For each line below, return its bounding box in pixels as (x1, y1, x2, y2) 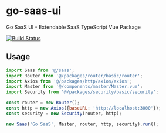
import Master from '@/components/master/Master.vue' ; (6, 84, 143, 90)
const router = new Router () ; (6, 100, 80, 106)
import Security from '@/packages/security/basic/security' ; (6, 89, 159, 95)
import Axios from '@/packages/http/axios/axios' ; (6, 78, 133, 84)
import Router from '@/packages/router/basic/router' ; (6, 73, 143, 79)
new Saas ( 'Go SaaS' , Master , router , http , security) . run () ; (6, 121, 159, 127)
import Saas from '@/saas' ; (6, 67, 75, 73)
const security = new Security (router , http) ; (6, 110, 122, 117)
